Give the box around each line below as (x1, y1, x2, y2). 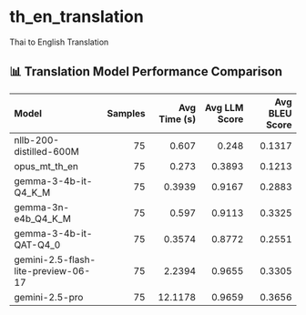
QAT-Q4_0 (14, 239, 61, 251)
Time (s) (158, 112, 197, 125)
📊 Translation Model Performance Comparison (9, 64, 283, 79)
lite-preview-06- (14, 264, 91, 277)
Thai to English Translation (9, 36, 109, 47)
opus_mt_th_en (14, 159, 79, 172)
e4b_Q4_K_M (14, 212, 71, 225)
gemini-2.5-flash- (14, 253, 97, 266)
